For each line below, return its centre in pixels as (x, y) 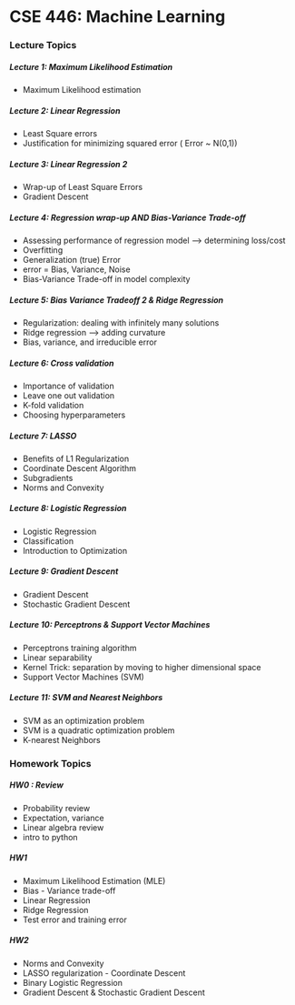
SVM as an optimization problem (84, 720)
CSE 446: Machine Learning (118, 17)
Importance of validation (69, 386)
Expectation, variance (63, 818)
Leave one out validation (69, 395)
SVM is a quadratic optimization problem (98, 730)
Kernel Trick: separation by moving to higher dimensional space (142, 667)
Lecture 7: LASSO (43, 436)
